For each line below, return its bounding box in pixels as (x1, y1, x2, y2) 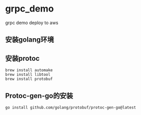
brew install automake (5, 68, 53, 73)
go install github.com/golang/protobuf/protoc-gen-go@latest (5, 105, 136, 110)
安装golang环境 (5, 36, 54, 44)
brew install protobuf (5, 76, 53, 82)
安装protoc (5, 54, 40, 63)
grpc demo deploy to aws (5, 20, 59, 26)
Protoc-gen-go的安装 (5, 91, 73, 100)
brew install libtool (5, 72, 51, 77)
